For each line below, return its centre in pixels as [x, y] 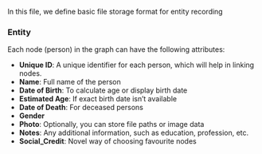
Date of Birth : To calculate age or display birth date [103, 90]
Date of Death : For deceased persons [81, 108]
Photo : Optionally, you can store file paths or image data [111, 124]
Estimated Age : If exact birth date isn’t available [98, 99]
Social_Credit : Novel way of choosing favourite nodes [108, 141]
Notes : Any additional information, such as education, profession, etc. [134, 133]
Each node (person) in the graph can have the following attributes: [116, 49]
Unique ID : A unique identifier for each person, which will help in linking [137, 65]
